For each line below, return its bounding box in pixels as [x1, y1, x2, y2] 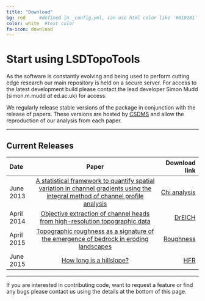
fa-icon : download [6, 26, 53, 32]
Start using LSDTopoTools [6, 53, 140, 66]
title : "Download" [6, 9, 53, 15]
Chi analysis [160, 188, 196, 196]
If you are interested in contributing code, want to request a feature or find [6, 281, 193, 288]
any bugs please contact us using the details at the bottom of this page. [6, 288, 187, 295]
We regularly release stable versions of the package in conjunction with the [6, 104, 196, 111]
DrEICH [174, 214, 196, 221]
